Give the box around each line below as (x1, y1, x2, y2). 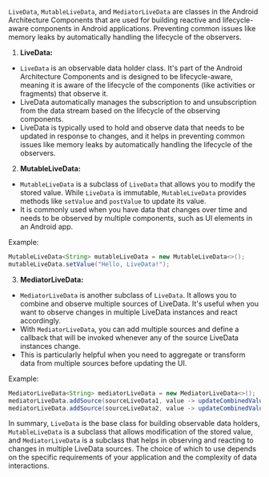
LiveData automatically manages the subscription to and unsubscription (19, 98, 257, 106)
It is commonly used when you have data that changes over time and (19, 205, 247, 214)
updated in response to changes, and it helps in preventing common (19, 131, 246, 141)
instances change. (19, 341, 82, 351)
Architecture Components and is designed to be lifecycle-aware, (19, 72, 234, 81)
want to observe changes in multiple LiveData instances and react (19, 307, 238, 317)
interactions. (8, 461, 50, 471)
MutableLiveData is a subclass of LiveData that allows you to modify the (19, 179, 256, 189)
